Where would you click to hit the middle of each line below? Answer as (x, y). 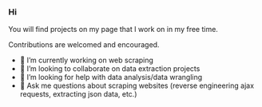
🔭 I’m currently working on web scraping (87, 60)
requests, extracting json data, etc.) (78, 94)
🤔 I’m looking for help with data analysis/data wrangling (111, 77)
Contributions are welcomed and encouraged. (84, 45)
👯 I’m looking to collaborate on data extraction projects (110, 69)
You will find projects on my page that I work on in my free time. (113, 30)
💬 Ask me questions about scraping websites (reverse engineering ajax (137, 85)
